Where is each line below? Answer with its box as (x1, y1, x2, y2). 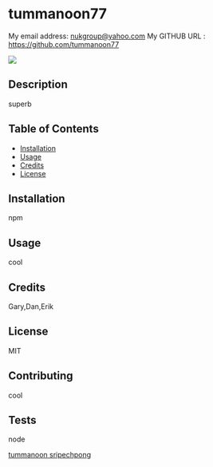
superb (8, 99, 32, 109)
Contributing (8, 369, 73, 383)
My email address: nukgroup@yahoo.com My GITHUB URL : (8, 31, 206, 41)
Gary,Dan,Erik (8, 302, 54, 311)
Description (8, 77, 68, 92)
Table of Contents (8, 122, 100, 136)
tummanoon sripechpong (8, 450, 92, 460)
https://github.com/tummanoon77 (8, 39, 120, 49)
